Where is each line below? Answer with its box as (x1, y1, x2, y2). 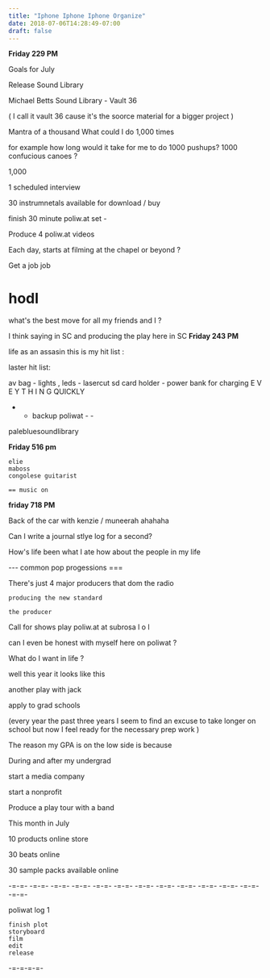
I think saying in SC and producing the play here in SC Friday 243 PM (8, 332, 239, 341)
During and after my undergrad (8, 756, 111, 766)
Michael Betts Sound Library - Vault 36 (8, 96, 137, 106)
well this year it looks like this (8, 669, 106, 679)
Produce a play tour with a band (8, 803, 114, 813)
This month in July (8, 818, 70, 828)
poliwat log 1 (8, 905, 50, 915)
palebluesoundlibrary (8, 427, 79, 437)
